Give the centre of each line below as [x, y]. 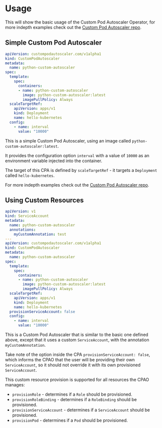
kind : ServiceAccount [27, 216]
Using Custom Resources [44, 200]
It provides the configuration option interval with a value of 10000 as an [77, 155]
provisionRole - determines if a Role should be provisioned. [72, 394]
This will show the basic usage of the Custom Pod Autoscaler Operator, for [80, 22]
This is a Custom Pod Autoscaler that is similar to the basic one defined [77, 335]
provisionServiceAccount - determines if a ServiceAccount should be [81, 410]
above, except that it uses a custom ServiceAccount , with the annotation [77, 340]
